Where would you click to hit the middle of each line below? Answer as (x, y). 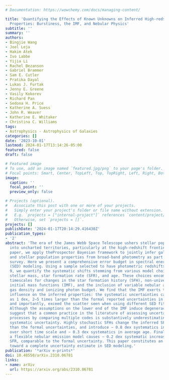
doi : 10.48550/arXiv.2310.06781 (39, 355)
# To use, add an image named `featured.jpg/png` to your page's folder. (84, 168)
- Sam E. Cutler (22, 75)
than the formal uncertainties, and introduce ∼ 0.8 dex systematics (84, 327)
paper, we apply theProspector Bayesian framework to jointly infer (83, 252)
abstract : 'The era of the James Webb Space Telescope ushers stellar (81, 243)
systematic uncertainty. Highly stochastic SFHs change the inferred (84, 323)
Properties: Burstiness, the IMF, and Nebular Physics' (69, 24)
